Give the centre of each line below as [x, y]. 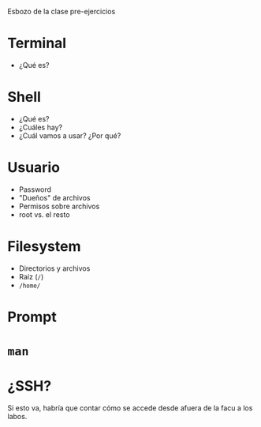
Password [35, 189]
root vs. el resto [44, 214]
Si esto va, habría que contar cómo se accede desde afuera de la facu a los [130, 408]
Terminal [37, 43]
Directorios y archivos [54, 268]
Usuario [34, 168]
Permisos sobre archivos [59, 206]
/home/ [30, 286]
